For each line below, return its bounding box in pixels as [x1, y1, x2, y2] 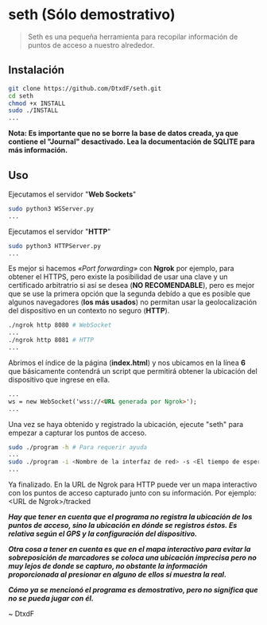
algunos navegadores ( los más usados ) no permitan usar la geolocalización [8, 297, 257, 307]
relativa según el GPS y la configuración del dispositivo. [8, 529, 197, 538]
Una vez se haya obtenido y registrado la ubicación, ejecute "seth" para [8, 419, 244, 429]
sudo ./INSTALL [8, 107, 59, 115]
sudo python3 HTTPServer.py [8, 242, 102, 250]
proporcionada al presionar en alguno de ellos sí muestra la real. [8, 570, 227, 580]
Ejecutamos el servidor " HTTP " [8, 227, 111, 236]
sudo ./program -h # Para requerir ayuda [8, 443, 148, 451]
